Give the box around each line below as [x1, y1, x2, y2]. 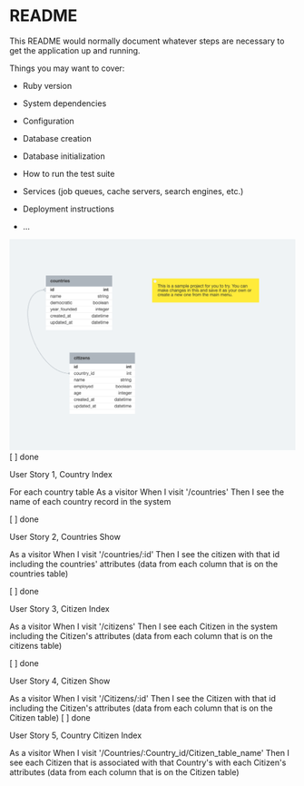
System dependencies [22, 97, 107, 109]
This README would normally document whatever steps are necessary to [9, 35, 285, 46]
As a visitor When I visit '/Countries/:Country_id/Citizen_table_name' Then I [9, 747, 290, 758]
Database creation [22, 133, 93, 143]
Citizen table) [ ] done [9, 712, 91, 722]
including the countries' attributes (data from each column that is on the [9, 558, 279, 569]
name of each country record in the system [9, 496, 172, 506]
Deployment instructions [22, 203, 115, 214]
